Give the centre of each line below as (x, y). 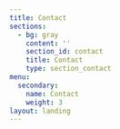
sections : (28, 26)
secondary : (38, 85)
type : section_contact (69, 69)
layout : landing (40, 111)
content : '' (48, 43)
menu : (20, 77)
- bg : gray (38, 35)
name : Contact (52, 94)
